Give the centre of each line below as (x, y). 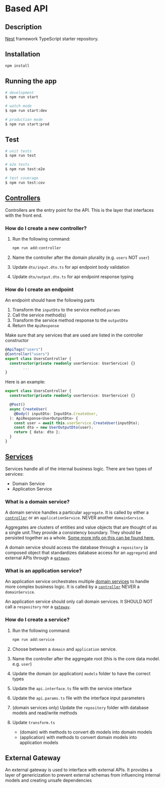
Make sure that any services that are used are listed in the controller (74, 335)
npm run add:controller (37, 248)
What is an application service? (44, 571)
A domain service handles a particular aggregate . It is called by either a (77, 512)
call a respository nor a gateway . (38, 607)
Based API (27, 9)
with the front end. (24, 215)
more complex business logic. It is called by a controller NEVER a (72, 587)
